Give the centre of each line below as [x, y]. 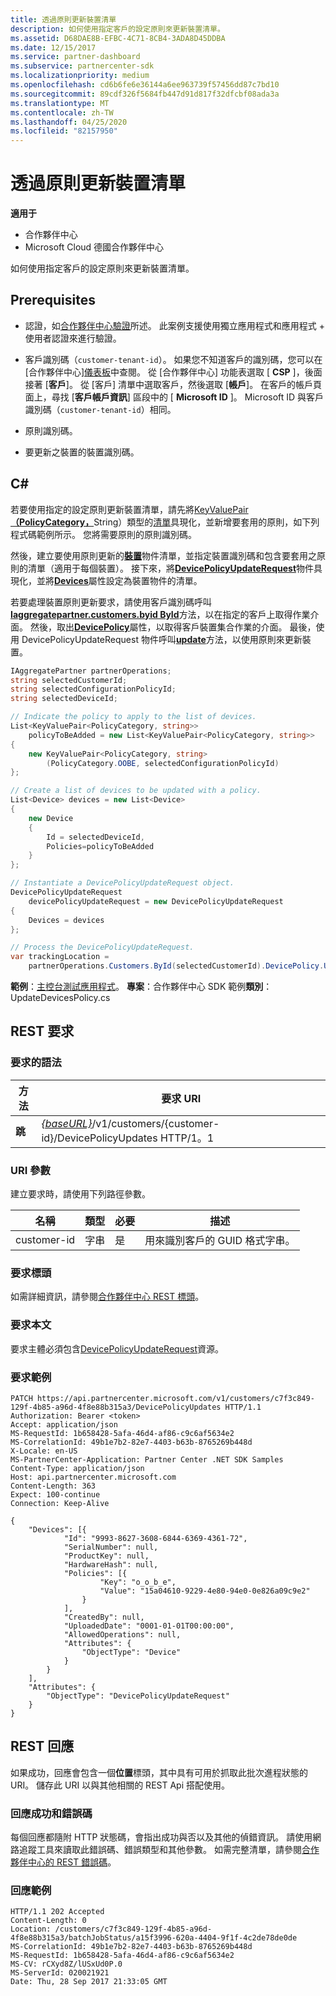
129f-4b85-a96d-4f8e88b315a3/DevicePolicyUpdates [116, 1407]
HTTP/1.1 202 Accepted [57, 1912]
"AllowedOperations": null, [122, 1634]
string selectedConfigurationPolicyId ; [93, 689]
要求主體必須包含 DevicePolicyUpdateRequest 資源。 [117, 1348]
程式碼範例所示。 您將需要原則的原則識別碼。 [103, 534]
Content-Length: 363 [53, 1486]
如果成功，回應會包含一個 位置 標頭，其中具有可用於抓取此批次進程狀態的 [159, 1772]
